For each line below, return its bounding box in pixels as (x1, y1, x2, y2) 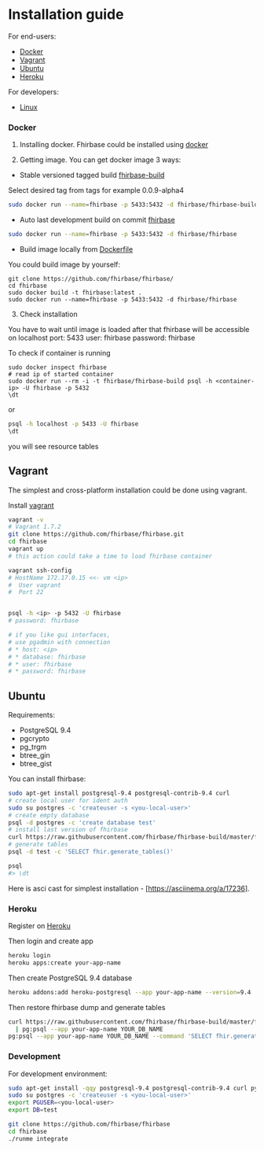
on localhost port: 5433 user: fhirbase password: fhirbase (8, 333, 196, 342)
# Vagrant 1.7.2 (8, 523, 61, 531)
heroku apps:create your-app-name (8, 958, 122, 967)
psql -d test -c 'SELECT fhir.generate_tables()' (8, 848, 174, 856)
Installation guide (8, 6, 124, 24)
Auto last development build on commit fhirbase (19, 215, 175, 225)
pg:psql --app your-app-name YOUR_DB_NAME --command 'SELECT (8, 1032, 213, 1040)
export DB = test (8, 1106, 58, 1114)
